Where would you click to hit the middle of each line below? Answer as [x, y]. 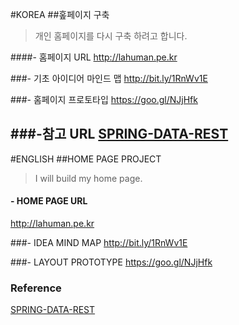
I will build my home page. [88, 178]
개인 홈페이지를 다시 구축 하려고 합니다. [111, 36]
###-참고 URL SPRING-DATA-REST [119, 134]
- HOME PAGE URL [49, 201]
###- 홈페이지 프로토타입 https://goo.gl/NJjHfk [104, 99]
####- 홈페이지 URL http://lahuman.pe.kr [94, 57]
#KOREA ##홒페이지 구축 [60, 14]
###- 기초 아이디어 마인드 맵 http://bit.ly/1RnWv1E [109, 78]
